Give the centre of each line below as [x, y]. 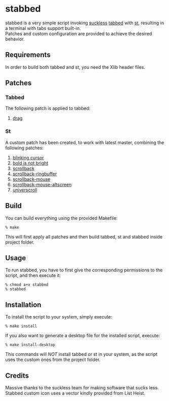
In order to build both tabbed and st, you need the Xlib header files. [75, 67]
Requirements [28, 55]
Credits [17, 375]
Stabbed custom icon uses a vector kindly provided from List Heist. [75, 393]
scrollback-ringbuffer [35, 174]
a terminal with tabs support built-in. [43, 28]
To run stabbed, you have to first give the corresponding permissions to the [84, 270]
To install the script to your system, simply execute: [59, 317]
